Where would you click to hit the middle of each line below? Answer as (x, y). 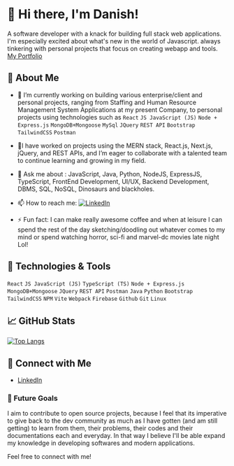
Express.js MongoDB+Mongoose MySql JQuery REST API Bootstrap (106, 125)
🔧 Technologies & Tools (59, 266)
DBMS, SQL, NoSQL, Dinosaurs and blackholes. (86, 189)
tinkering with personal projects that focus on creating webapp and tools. (112, 48)
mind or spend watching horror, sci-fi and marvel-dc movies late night (118, 236)
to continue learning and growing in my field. (82, 160)
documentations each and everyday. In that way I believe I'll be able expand (116, 436)
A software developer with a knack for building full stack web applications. (115, 34)
